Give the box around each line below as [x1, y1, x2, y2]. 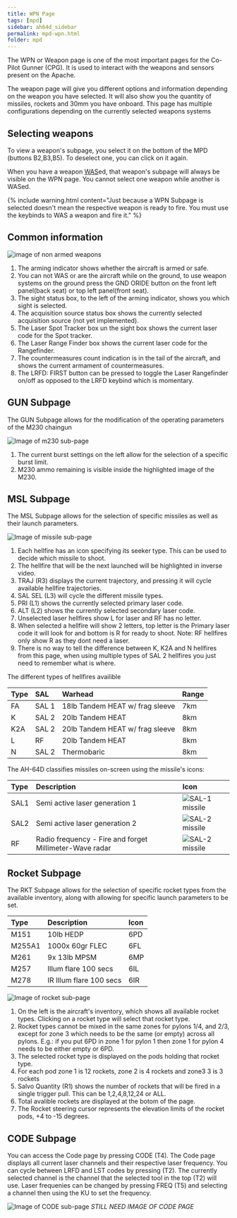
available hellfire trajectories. [17, 584, 102, 592]
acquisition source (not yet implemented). [17, 316, 139, 324]
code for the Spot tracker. [17, 331, 93, 339]
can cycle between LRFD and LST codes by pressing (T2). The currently [7, 1167, 217, 1174]
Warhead [61, 689, 94, 699]
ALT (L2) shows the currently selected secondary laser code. [17, 607, 195, 615]
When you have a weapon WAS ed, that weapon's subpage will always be [7, 167, 220, 176]
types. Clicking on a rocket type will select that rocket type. [17, 1015, 190, 1023]
